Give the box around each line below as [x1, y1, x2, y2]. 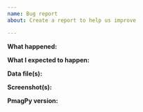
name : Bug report [7, 10, 58, 17]
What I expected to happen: [7, 55, 90, 64]
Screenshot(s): [7, 83, 53, 91]
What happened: [7, 42, 57, 50]
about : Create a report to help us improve [7, 17, 137, 24]
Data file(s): [7, 69, 43, 78]
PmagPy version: [7, 96, 58, 105]
